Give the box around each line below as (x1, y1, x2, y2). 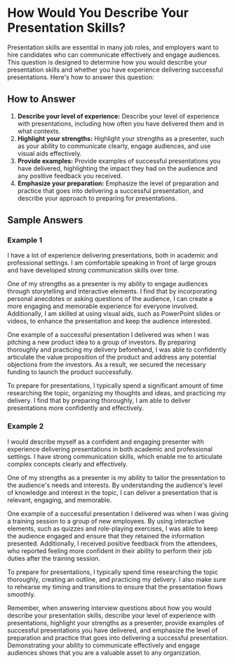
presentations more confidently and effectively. (7, 404, 144, 412)
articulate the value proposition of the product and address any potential (7, 353, 217, 361)
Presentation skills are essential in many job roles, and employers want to (7, 43, 219, 51)
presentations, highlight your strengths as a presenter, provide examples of (7, 618, 224, 627)
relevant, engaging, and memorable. (7, 496, 112, 504)
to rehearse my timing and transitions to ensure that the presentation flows (7, 583, 223, 591)
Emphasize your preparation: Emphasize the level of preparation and (17, 179, 219, 187)
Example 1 (7, 235, 43, 245)
